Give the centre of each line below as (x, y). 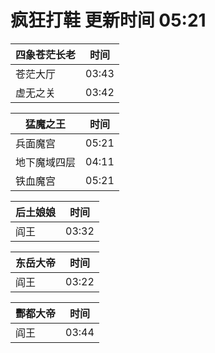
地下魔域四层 (46, 162)
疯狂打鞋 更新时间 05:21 (108, 20)
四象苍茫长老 (46, 54)
